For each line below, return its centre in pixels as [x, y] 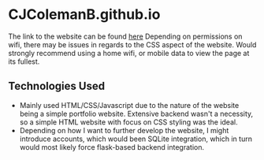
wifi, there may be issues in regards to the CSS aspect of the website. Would [132, 44]
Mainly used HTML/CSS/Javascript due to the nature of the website [129, 105]
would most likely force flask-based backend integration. [112, 147]
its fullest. [24, 61]
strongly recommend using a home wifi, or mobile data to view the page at [129, 53]
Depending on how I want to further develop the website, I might [124, 130]
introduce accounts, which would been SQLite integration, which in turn [136, 139]
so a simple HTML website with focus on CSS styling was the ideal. [128, 122]
